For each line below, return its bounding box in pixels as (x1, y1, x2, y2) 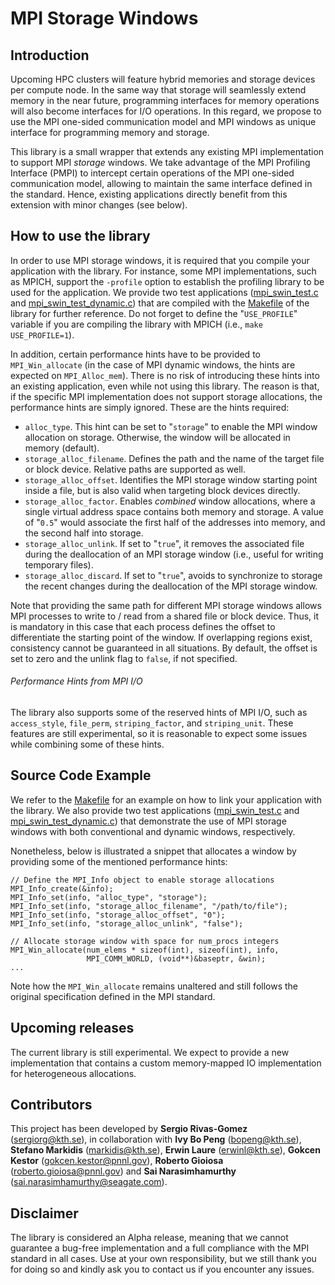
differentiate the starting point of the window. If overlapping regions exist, (10, 631, 313, 643)
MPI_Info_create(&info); (10, 883, 114, 894)
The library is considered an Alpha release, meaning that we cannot (10, 1232, 289, 1244)
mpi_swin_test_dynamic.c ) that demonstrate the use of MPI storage (10, 815, 287, 827)
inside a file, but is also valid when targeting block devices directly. (24, 484, 301, 496)
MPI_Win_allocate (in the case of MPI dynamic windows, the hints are (10, 358, 296, 371)
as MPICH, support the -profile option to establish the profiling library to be (10, 275, 325, 287)
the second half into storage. (24, 527, 144, 539)
